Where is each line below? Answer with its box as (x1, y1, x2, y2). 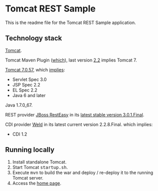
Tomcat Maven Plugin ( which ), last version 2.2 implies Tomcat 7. (5, 57, 137, 63)
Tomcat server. (12, 174, 44, 180)
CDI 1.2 (12, 131, 27, 137)
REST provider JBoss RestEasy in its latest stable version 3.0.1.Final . (5, 111, 145, 117)
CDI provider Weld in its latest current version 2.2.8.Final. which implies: (5, 121, 153, 127)
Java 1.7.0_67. (5, 102, 33, 108)
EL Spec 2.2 (12, 87, 37, 93)
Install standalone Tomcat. (12, 158, 67, 165)
